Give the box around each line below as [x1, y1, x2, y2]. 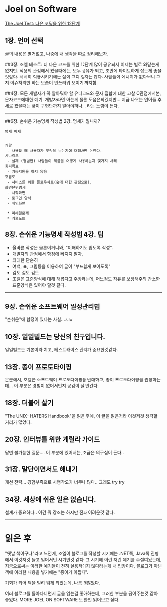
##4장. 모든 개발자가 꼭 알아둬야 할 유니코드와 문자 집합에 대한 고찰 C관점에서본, [5, 90, 161, 96]
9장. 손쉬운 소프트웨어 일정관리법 [5, 302, 100, 311]
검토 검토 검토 [12, 269, 39, 275]
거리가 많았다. [5, 419, 32, 425]
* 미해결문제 [7, 210, 29, 216]
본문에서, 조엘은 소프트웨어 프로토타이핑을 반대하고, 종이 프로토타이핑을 [5, 377, 143, 382]
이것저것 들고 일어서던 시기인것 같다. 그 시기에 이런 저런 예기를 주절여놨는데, [14, 557, 162, 563]
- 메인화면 [7, 201, 26, 206]
